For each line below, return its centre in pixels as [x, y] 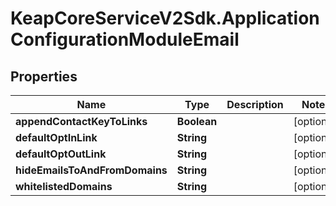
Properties [44, 76]
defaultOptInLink [56, 137]
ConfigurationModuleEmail [125, 39]
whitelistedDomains [64, 186]
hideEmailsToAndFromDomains [91, 170]
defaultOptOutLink [61, 154]
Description [255, 104]
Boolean [197, 121]
